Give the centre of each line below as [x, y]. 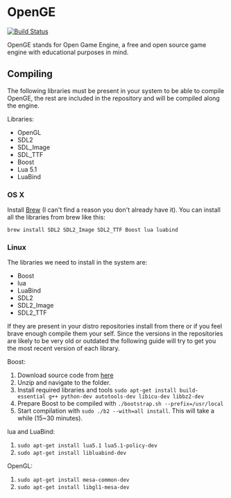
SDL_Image [34, 147]
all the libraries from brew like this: [56, 217]
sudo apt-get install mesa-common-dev [73, 480]
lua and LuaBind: [31, 432]
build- [189, 391]
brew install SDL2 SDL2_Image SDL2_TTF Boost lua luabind [93, 230]
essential [32, 397]
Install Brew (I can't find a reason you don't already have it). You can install [114, 210]
